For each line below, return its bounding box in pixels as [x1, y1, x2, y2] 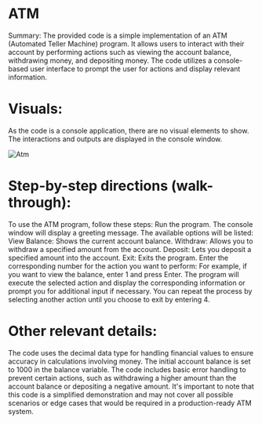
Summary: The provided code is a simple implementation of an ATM [8, 31, 227, 40]
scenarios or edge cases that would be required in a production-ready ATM [8, 398, 253, 408]
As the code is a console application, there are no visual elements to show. [8, 126, 249, 135]
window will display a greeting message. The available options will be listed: [8, 228, 253, 237]
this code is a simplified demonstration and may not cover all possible [8, 389, 234, 399]
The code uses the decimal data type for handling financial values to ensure [8, 348, 253, 357]
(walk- [171, 177, 214, 195]
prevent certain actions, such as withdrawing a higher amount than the [8, 373, 237, 382]
